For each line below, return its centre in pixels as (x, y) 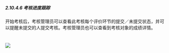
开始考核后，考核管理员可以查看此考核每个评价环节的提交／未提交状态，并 (82, 21)
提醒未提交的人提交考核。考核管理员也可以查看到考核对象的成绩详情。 (82, 27)
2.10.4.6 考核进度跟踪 (28, 8)
